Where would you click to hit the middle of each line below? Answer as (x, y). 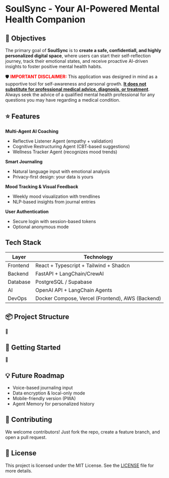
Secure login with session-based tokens (54, 221)
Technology (98, 257)
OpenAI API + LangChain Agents (74, 290)
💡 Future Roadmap (35, 376)
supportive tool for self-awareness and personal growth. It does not (76, 84)
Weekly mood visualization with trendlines (56, 196)
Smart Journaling (24, 161)
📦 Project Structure (37, 317)
